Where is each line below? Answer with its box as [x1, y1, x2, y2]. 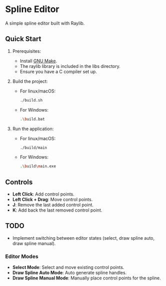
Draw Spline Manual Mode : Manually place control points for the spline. [12, 275, 161, 281]
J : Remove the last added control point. [12, 202, 94, 208]
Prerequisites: [12, 48, 41, 54]
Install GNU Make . [19, 58, 57, 64]
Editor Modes [5, 253, 38, 260]
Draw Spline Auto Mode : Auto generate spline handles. [12, 270, 127, 276]
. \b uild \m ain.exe [19, 164, 56, 169]
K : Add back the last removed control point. [12, 207, 102, 213]
